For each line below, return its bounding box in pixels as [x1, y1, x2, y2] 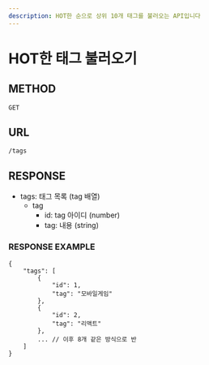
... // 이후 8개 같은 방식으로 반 [37, 335, 137, 343]
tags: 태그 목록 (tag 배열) [19, 191, 100, 201]
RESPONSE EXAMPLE [8, 241, 96, 252]
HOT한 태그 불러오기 [8, 49, 138, 67]
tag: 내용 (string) [44, 221, 99, 230]
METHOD [8, 82, 57, 96]
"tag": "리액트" [51, 320, 102, 328]
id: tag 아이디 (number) [44, 210, 120, 220]
